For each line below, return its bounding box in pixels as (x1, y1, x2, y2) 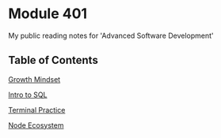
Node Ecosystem (8, 120, 64, 130)
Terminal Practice (8, 105, 66, 114)
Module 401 (8, 5, 88, 23)
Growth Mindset (8, 74, 61, 84)
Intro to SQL (8, 90, 48, 99)
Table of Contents (8, 54, 99, 67)
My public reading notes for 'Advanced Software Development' (8, 31, 214, 40)
